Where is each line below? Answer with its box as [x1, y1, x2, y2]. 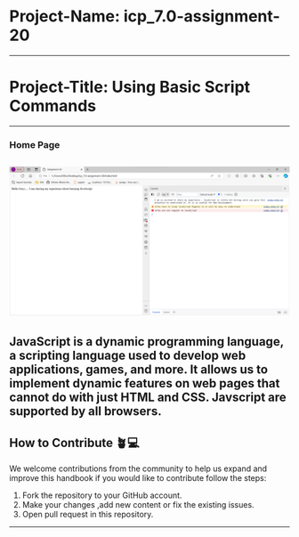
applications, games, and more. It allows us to [9, 362, 269, 378]
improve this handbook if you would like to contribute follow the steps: [9, 473, 267, 484]
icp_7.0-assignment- [123, 6, 280, 27]
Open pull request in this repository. [21, 509, 154, 520]
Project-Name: [9, 6, 120, 27]
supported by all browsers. [9, 403, 162, 419]
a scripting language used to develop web [9, 348, 246, 363]
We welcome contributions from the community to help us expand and [9, 463, 268, 474]
